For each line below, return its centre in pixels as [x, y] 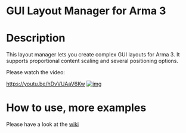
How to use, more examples [76, 108]
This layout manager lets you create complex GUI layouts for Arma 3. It [93, 55]
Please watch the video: [36, 72]
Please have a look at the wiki [43, 124]
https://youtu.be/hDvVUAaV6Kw [46, 84]
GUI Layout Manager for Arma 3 [86, 11]
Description [36, 38]
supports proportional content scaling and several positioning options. [92, 61]
